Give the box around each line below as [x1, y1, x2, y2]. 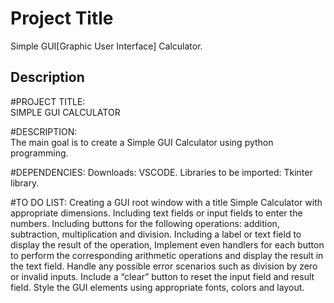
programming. [10, 147, 69, 159]
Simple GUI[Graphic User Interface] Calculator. [10, 40, 203, 52]
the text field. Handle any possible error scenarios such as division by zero [10, 260, 318, 272]
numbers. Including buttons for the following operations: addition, [10, 217, 280, 229]
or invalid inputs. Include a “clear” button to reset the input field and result [10, 270, 315, 282]
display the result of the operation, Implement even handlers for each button [10, 238, 325, 251]
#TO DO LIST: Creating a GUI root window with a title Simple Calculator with [10, 196, 323, 208]
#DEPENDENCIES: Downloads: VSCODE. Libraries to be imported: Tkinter [10, 166, 313, 178]
